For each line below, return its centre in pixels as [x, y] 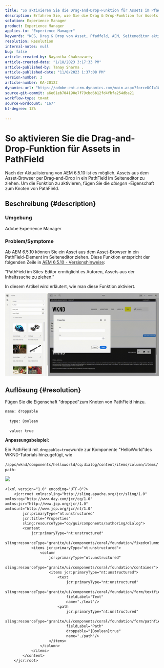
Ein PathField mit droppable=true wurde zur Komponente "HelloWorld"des [79, 450]
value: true [22, 431]
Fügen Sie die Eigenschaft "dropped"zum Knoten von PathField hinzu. [75, 402]
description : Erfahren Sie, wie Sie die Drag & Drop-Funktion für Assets [82, 15]
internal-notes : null [27, 47]
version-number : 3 [24, 78]
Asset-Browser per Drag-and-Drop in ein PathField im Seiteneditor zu [75, 178]
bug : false [16, 51]
